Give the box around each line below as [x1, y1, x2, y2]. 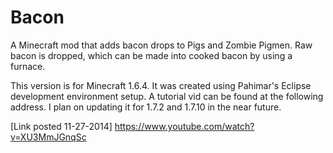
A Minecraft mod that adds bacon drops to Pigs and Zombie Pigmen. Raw [10, 39, 313, 51]
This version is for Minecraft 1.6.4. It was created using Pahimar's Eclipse [10, 79, 312, 91]
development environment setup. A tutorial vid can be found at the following [10, 90, 324, 102]
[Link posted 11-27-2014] [10, 120, 113, 132]
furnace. [10, 60, 46, 72]
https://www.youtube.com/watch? [114, 120, 255, 132]
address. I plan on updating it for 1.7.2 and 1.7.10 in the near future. [10, 101, 282, 113]
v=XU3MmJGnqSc [10, 131, 87, 143]
